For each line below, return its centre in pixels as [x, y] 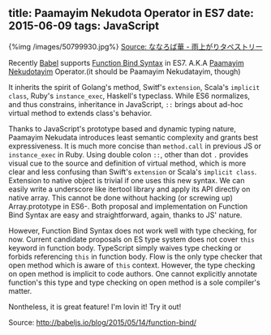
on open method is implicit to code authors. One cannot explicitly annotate [133, 273]
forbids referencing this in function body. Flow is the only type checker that [135, 256]
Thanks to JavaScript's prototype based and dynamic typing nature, [123, 128]
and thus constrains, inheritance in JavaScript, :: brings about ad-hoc [126, 104]
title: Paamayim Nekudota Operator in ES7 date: [131, 13]
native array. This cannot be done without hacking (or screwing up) [121, 197]
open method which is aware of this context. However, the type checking [132, 265]
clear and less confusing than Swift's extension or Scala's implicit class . [133, 172]
